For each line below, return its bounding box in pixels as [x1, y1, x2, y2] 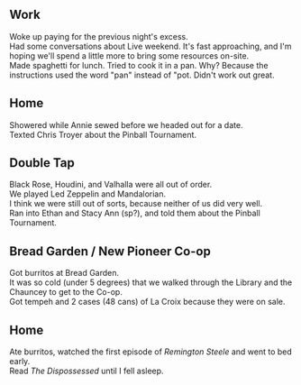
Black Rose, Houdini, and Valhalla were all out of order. [9, 179, 213, 190]
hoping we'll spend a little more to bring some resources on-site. [9, 50, 250, 61]
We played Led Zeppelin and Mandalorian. [9, 188, 167, 199]
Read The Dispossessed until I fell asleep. [9, 365, 164, 377]
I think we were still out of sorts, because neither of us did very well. [9, 198, 263, 209]
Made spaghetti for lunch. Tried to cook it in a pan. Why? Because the [9, 60, 269, 70]
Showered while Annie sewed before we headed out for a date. [9, 119, 243, 130]
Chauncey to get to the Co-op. [9, 287, 123, 298]
